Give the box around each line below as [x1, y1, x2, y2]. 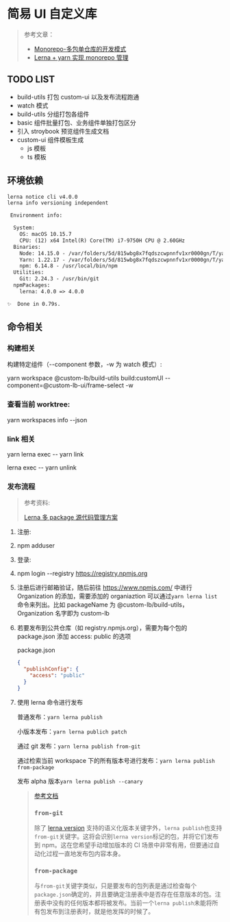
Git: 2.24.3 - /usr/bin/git [19, 276, 99, 282]
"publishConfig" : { [23, 666, 79, 672]
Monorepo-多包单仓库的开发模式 [34, 45, 127, 53]
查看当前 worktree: [7, 400, 71, 409]
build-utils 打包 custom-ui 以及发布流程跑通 [16, 93, 140, 101]
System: [13, 224, 36, 232]
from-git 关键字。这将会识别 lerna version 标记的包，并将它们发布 [34, 832, 219, 840]
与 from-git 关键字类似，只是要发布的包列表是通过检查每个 [34, 882, 197, 890]
